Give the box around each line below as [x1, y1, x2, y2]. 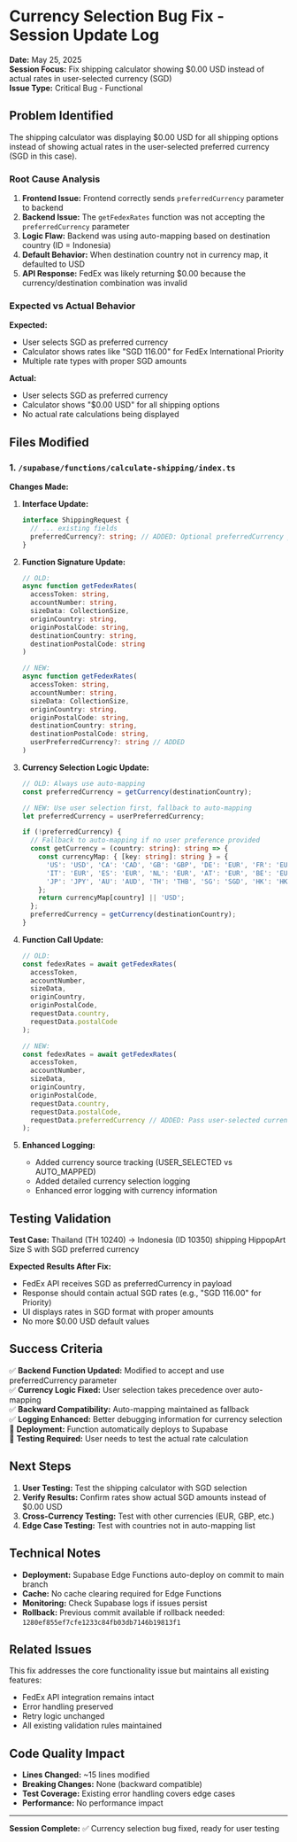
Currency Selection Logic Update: [21, 762, 149, 773]
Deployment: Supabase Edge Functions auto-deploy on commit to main [21, 1569, 285, 1580]
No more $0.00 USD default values [21, 1316, 150, 1326]
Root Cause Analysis [9, 173, 101, 185]
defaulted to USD [21, 259, 86, 269]
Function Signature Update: [21, 556, 126, 567]
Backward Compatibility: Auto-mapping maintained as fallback [17, 1403, 249, 1414]
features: [9, 1675, 42, 1685]
